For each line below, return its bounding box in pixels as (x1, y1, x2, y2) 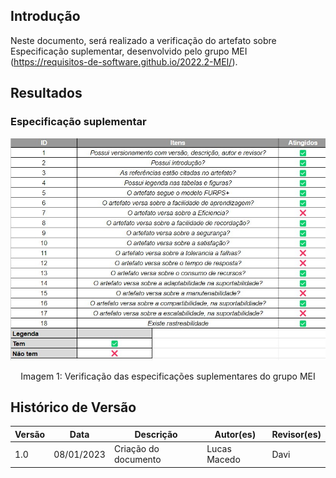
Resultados (10, 85, 83, 102)
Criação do (113, 443, 160, 455)
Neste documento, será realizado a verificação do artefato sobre (10, 34, 277, 46)
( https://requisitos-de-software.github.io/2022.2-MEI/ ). (10, 55, 238, 68)
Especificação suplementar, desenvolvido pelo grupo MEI (10, 45, 248, 57)
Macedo (206, 454, 241, 466)
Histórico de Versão (10, 399, 137, 416)
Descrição (134, 428, 178, 440)
